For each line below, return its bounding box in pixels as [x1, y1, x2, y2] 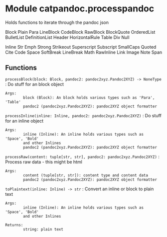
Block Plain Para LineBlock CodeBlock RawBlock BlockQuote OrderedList [5, 29, 156, 35]
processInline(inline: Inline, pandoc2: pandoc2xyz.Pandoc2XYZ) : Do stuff [5, 112, 162, 118]
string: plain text [23, 227, 64, 232]
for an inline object [5, 118, 44, 124]
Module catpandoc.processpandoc [5, 3, 155, 14]
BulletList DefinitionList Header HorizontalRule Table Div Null [5, 34, 130, 40]
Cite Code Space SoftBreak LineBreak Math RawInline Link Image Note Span [5, 49, 163, 55]
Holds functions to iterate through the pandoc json [5, 19, 109, 25]
